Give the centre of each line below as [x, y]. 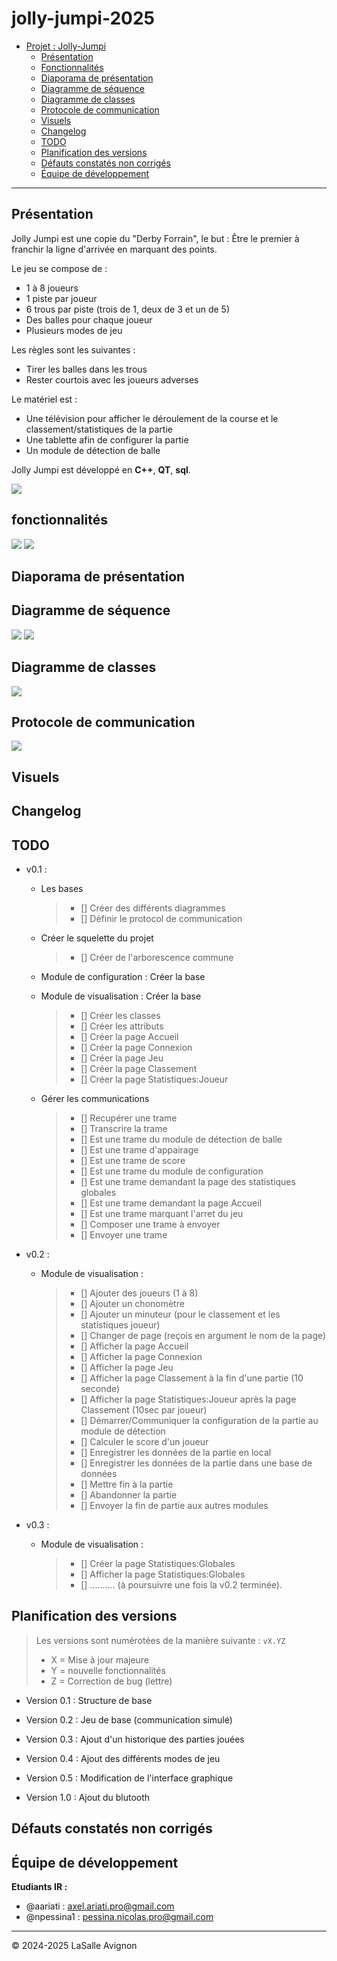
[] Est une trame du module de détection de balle [181, 1139]
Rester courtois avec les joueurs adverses [112, 379]
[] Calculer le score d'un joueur [144, 1441]
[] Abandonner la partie [129, 1494]
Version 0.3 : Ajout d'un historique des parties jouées [135, 1739]
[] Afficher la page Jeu [127, 1367]
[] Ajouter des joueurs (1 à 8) [139, 1293]
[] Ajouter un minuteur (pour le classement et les [180, 1314]
